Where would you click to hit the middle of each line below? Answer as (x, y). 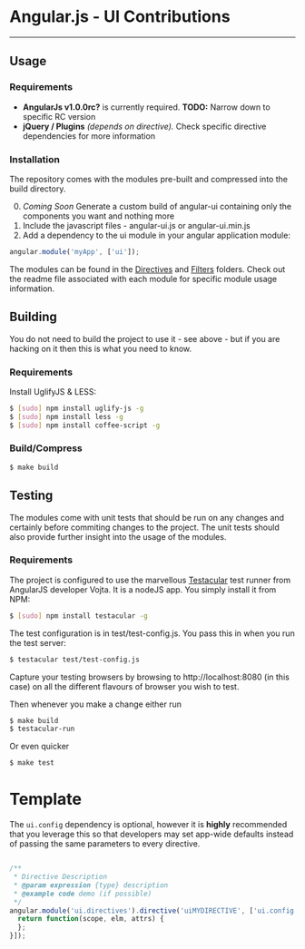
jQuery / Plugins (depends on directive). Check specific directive (144, 126)
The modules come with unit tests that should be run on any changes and (147, 517)
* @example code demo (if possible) (83, 894)
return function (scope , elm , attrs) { (91, 919)
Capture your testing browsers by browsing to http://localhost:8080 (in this (150, 677)
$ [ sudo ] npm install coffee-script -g (85, 425)
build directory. (38, 189)
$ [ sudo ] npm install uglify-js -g (77, 408)
